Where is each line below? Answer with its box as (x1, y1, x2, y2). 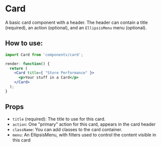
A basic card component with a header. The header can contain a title (5, 19, 148, 25)
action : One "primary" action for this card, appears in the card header (12, 121, 156, 127)
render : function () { (5, 61, 50, 66)
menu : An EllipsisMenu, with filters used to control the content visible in (12, 132, 157, 138)
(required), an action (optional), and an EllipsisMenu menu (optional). (5, 24, 147, 30)
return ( (9, 66, 28, 71)
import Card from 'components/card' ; (5, 52, 83, 57)
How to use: (5, 39, 43, 48)
